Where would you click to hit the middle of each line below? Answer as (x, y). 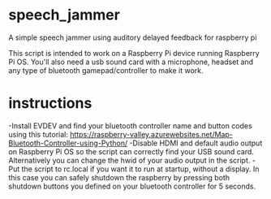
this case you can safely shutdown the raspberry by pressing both (119, 177)
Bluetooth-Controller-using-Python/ (68, 143)
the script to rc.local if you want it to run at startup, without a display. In (140, 169)
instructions (50, 104)
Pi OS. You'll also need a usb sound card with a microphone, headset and (131, 62)
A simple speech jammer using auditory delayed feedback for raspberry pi (133, 37)
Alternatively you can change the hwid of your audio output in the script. (129, 160)
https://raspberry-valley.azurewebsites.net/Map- (152, 134)
